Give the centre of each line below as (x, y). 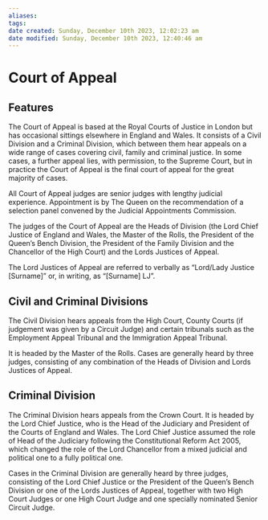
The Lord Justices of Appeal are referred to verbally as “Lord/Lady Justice (132, 268)
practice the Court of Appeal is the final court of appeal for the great (121, 170)
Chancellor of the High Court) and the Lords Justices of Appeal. (114, 252)
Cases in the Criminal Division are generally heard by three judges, (118, 473)
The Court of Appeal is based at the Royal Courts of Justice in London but (130, 127)
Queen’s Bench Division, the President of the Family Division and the (121, 244)
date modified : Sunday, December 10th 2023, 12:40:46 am (106, 38)
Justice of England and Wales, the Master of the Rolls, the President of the (131, 235)
